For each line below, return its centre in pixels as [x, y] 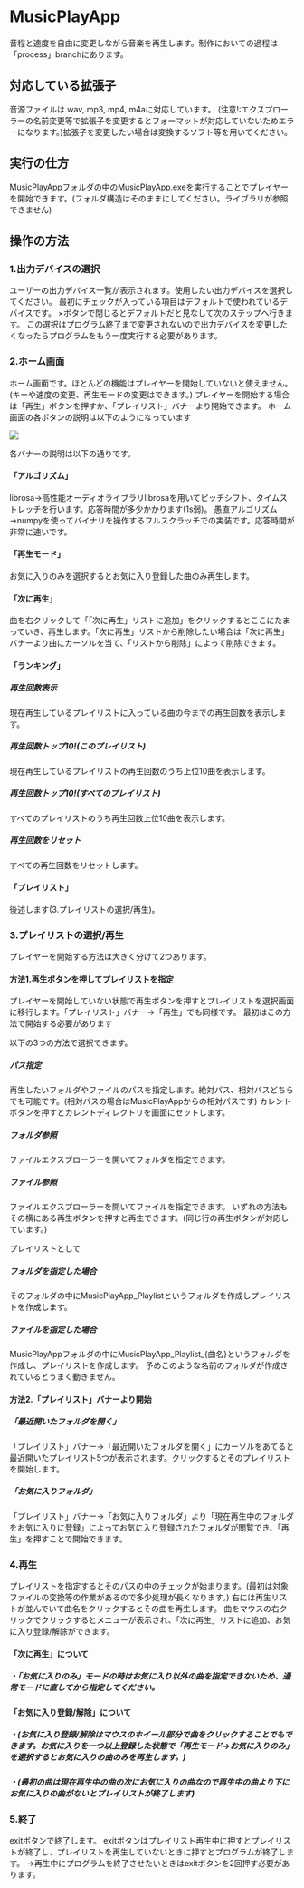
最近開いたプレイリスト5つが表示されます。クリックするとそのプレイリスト [150, 1457]
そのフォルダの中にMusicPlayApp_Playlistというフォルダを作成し [130, 1296]
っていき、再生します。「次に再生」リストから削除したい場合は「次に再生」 [149, 631]
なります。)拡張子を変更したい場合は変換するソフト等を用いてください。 [158, 132]
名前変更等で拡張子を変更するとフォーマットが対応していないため [156, 121]
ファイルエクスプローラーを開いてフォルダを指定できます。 [120, 1159]
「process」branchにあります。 [69, 54]
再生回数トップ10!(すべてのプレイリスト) [85, 793]
